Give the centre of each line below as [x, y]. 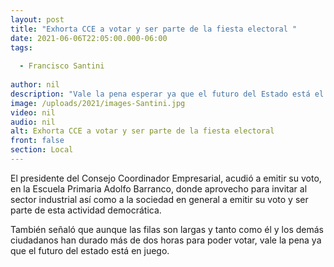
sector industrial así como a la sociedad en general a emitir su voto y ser [159, 199]
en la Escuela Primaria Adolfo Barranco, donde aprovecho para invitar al [159, 188]
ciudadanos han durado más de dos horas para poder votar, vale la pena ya [166, 240]
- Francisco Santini [62, 66]
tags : [21, 47]
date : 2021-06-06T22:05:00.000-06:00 [89, 38]
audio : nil [33, 122]
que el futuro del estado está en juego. [90, 250]
